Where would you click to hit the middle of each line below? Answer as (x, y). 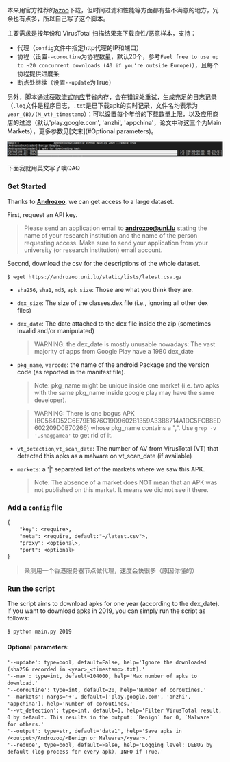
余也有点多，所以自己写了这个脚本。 (58, 19)
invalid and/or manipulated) (55, 330)
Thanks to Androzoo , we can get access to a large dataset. (91, 201)
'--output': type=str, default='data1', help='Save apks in (95, 731)
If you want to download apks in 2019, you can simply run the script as (106, 611)
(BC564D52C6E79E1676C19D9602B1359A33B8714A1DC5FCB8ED (127, 421)
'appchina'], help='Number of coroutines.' (70, 704)
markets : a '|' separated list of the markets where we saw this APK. (111, 469)
